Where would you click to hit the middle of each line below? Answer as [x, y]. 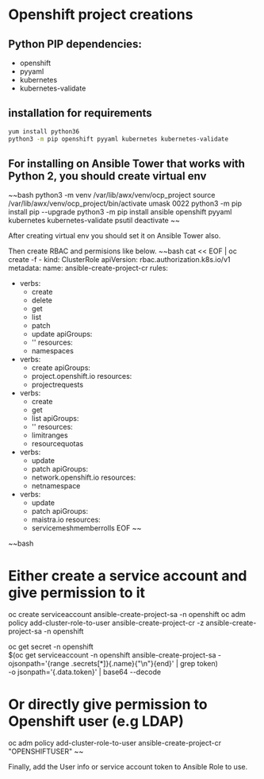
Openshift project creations [101, 15]
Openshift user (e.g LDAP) [96, 721]
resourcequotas [57, 444]
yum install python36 [44, 131]
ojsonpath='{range [39, 664]
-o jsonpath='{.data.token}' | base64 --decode [84, 672]
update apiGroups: [62, 334]
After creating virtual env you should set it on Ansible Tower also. [115, 236]
